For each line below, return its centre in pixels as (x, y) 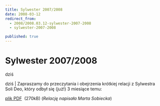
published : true (22, 37)
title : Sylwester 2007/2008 (34, 10)
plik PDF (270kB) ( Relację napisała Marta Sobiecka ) (59, 98)
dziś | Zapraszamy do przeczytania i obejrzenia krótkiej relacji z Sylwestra (80, 84)
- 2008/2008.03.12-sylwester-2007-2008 (50, 23)
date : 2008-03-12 (23, 14)
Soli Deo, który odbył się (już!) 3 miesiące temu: (54, 89)
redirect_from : (21, 19)
